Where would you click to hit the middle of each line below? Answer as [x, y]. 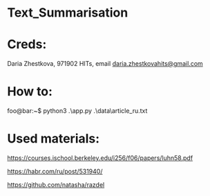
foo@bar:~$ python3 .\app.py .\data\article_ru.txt [77, 111]
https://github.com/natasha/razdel [56, 185]
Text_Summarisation [68, 13]
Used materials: [54, 139]
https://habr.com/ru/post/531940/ [55, 171]
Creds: [27, 45]
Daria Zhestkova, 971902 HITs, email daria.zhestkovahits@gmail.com [105, 64]
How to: [30, 92]
